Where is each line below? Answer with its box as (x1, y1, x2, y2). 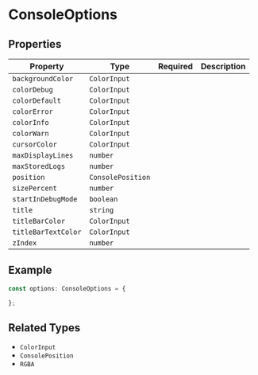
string (89, 205, 114, 214)
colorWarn (12, 129, 49, 138)
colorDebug (12, 85, 53, 94)
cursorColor (12, 140, 58, 149)
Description (200, 61, 246, 72)
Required (157, 61, 193, 72)
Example (8, 264, 52, 277)
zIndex (12, 239, 37, 248)
